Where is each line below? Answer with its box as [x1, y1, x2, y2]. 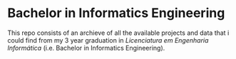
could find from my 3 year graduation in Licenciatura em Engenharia [7, 36, 209, 44]
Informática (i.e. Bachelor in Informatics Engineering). [7, 43, 165, 52]
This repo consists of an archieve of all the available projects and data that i [7, 28, 230, 37]
